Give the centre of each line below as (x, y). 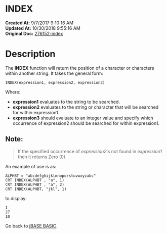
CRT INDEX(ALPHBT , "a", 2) (35, 184)
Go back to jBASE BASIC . (32, 226)
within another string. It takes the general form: (54, 73)
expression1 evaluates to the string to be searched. (66, 102)
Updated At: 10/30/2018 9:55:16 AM (43, 28)
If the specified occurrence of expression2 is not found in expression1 (90, 151)
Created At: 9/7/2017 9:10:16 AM (39, 23)
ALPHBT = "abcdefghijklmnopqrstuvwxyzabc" (51, 176)
